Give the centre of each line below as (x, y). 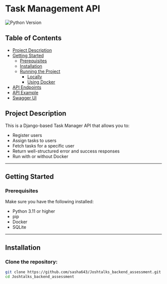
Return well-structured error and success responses (66, 151)
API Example (25, 92)
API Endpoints (27, 87)
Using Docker (41, 82)
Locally (35, 76)
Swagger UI (24, 98)
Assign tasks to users (34, 141)
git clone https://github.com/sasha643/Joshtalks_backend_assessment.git (83, 272)
